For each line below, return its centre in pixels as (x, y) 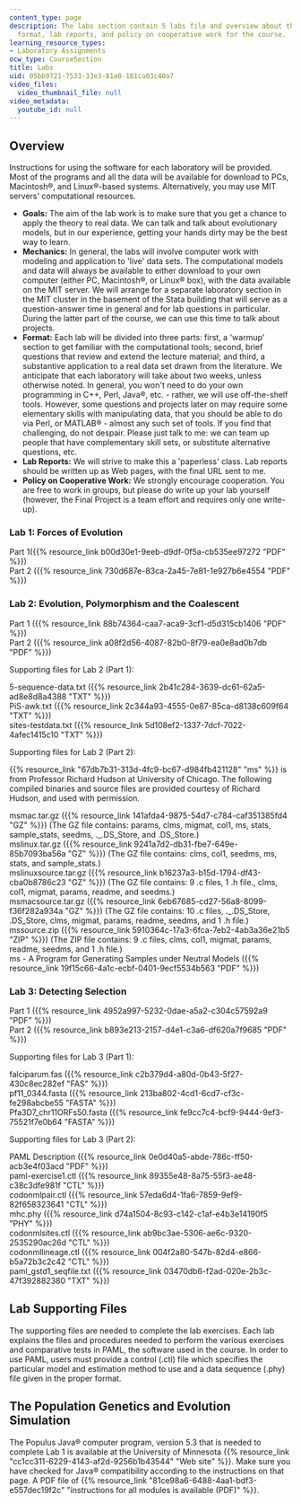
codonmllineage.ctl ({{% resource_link (80, 1252)
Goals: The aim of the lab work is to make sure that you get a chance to (154, 214)
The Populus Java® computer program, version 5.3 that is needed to (135, 1442)
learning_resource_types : (57, 43)
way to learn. (46, 242)
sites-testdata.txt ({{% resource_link (76, 725)
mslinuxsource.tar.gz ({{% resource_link (83, 873)
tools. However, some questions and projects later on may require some (155, 404)
